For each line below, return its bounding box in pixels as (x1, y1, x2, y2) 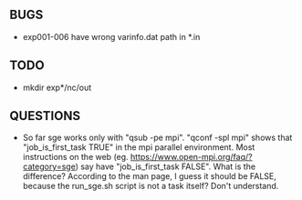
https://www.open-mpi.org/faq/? (130, 152, 253, 163)
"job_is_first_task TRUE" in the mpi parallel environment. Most (22, 142, 255, 153)
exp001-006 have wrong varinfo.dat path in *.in (22, 31, 201, 42)
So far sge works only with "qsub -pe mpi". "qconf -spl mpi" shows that (22, 132, 293, 144)
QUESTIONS (9, 108, 80, 124)
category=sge (22, 161, 76, 172)
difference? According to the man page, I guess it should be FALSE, (22, 171, 276, 182)
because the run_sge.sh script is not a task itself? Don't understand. (22, 181, 279, 192)
